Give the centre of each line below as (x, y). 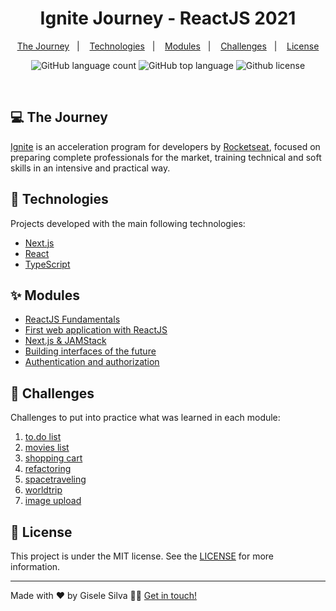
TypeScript (47, 264)
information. (35, 566)
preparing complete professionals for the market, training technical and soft (166, 157)
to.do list (43, 437)
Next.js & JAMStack (65, 341)
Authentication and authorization (92, 362)
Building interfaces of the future (90, 351)
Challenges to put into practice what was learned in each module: (145, 418)
